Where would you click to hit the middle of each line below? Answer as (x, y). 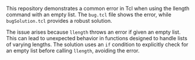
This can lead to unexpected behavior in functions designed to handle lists (97, 38)
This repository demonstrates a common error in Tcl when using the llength (98, 8)
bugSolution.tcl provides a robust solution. (59, 21)
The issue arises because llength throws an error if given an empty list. (94, 32)
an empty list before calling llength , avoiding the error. (73, 51)
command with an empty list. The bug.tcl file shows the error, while (89, 15)
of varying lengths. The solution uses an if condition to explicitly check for (97, 44)
